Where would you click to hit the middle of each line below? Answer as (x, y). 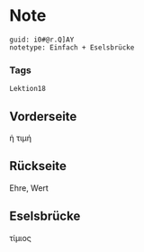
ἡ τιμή (21, 138)
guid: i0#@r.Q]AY (42, 40)
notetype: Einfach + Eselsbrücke (72, 47)
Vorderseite (43, 117)
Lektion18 (28, 89)
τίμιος (20, 238)
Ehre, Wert (29, 188)
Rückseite (38, 166)
